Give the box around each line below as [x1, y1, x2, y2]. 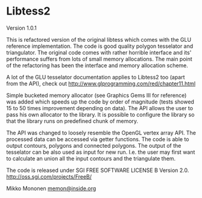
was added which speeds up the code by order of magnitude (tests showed [6, 98, 195, 105]
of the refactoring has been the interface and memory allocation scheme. [6, 62, 189, 69]
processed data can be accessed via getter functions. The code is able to [6, 135, 189, 143]
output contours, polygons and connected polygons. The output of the [6, 142, 181, 149]
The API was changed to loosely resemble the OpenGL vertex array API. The [6, 129, 196, 136]
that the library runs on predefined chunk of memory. [6, 117, 139, 125]
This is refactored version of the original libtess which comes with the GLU [6, 36, 192, 43]
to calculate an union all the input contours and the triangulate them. [6, 154, 176, 162]
